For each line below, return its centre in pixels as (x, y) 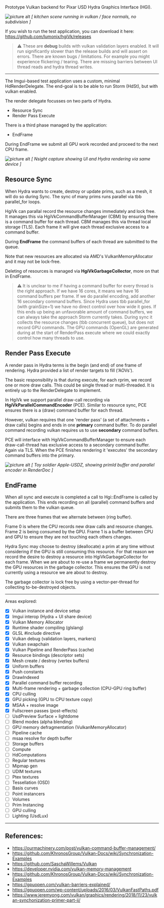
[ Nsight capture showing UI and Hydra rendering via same (91, 159)
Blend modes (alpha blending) (42, 722)
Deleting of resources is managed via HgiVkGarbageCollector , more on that (82, 271)
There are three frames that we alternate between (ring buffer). (69, 517)
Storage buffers (28, 744)
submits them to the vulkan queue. (40, 508)
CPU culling (24, 694)
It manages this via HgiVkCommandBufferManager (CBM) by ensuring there (82, 216)
